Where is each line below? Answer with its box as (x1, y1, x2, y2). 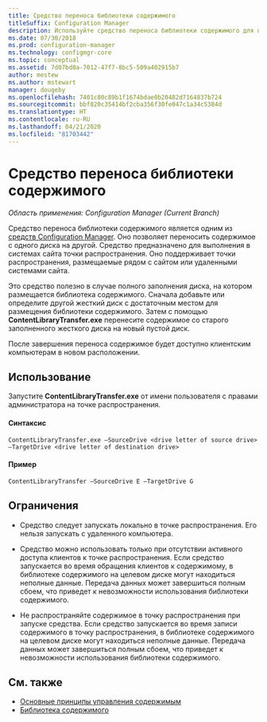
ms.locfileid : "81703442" (8, 130, 94, 138)
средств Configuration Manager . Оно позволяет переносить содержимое (8, 232, 256, 241)
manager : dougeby (8, 85, 66, 94)
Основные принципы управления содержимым (19, 696, 181, 706)
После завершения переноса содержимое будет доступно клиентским (8, 339, 252, 348)
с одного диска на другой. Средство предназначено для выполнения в (8, 240, 250, 249)
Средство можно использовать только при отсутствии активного (19, 543, 243, 554)
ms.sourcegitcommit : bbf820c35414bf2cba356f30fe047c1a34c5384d (8, 100, 222, 108)
